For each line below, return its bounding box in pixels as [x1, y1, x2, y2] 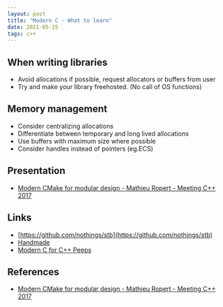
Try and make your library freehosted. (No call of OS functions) [17, 83, 202, 91]
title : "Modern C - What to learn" [7, 17, 113, 24]
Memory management [7, 103, 108, 115]
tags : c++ [7, 30, 37, 37]
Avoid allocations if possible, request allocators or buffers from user [17, 75, 216, 83]
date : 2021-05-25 [7, 23, 59, 30]
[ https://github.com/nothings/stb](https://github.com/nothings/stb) [17, 231, 213, 239]
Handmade [17, 238, 50, 246]
